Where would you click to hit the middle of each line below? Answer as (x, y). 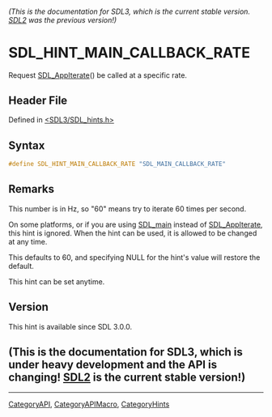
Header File (38, 100)
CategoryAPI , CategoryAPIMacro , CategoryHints (89, 404)
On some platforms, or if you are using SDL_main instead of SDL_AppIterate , (136, 224)
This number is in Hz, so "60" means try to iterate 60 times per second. (127, 208)
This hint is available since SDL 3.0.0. (70, 326)
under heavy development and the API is (113, 365)
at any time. (28, 241)
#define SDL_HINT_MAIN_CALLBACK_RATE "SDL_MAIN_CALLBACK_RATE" (117, 164)
